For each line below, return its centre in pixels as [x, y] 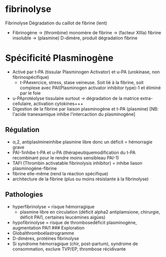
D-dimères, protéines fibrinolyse [46, 238]
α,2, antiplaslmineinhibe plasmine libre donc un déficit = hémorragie [83, 142]
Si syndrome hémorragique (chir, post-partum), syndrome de [75, 244]
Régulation [22, 130]
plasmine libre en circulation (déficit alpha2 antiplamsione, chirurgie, [90, 212]
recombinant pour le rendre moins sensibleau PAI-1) [66, 157]
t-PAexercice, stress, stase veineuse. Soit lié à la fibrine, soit [82, 82]
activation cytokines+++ [58, 104]
